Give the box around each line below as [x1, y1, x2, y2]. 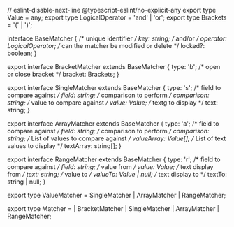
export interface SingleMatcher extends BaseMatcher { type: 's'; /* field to [7, 84, 221, 91]
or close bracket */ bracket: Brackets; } [7, 70, 120, 78]
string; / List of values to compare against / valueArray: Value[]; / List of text [7, 134, 226, 142]
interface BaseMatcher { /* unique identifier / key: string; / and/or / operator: [7, 34, 227, 43]
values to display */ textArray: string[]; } [7, 142, 122, 149]
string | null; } [7, 177, 46, 186]
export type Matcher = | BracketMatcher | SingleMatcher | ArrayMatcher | [7, 205, 220, 212]
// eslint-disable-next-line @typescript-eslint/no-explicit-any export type [7, 6, 217, 14]
